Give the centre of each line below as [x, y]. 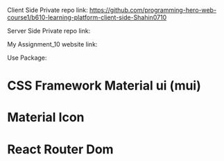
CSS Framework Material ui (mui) [104, 86]
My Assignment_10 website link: [52, 44]
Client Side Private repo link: [48, 10]
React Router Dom [60, 149]
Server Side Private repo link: [49, 31]
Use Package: [27, 58]
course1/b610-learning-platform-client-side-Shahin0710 [87, 17]
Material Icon [46, 118]
